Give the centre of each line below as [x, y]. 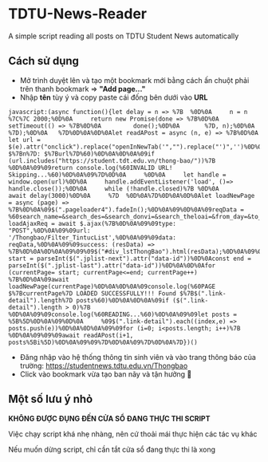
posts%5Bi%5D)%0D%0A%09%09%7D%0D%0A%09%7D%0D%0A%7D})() [103, 342]
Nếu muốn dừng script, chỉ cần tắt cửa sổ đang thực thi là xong [112, 449]
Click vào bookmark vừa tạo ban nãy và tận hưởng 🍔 [106, 374]
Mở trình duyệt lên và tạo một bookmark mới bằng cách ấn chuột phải [134, 80]
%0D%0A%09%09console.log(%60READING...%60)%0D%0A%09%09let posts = [123, 314]
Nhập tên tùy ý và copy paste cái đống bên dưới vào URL [114, 97]
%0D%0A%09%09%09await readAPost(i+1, [71, 335]
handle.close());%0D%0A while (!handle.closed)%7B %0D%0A [114, 188]
